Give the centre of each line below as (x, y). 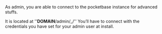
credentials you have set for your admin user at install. (60, 26)
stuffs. (11, 12)
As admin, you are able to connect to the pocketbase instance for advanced (81, 7)
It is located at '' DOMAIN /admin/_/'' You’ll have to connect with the (72, 21)
